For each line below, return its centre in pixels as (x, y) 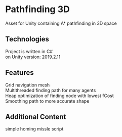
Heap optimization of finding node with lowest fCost (59, 96)
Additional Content (36, 117)
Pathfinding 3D (37, 9)
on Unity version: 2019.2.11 (33, 57)
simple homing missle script (34, 129)
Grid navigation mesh (28, 85)
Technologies (27, 39)
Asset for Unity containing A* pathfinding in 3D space (61, 23)
